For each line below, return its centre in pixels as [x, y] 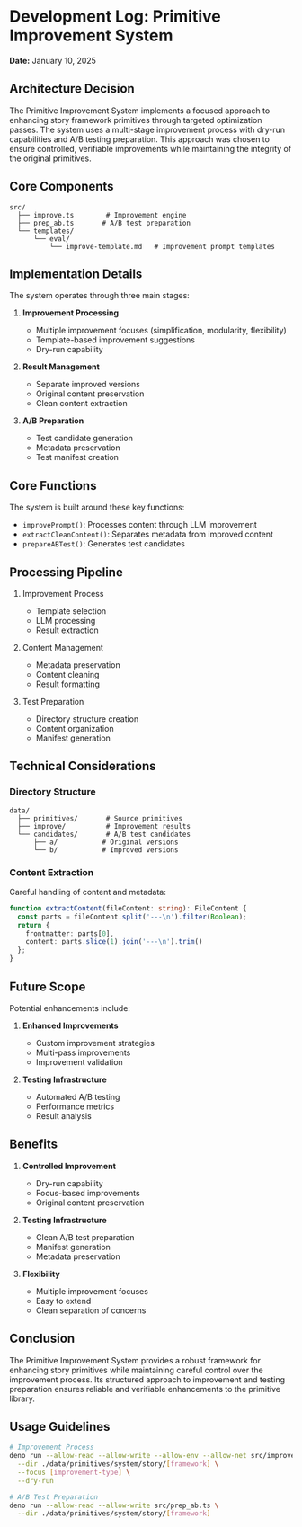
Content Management [62, 648]
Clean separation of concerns [91, 1310]
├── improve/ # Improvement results [104, 826]
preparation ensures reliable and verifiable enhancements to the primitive [145, 1389]
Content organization [75, 728]
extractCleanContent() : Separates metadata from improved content [148, 534]
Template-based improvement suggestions [115, 340]
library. [22, 1398]
